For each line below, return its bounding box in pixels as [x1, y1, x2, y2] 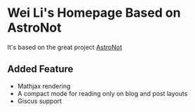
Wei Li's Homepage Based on [7, 5, 181, 21]
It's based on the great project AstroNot [7, 43, 123, 51]
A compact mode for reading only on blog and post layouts [17, 89, 188, 97]
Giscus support [17, 97, 62, 105]
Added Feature [7, 63, 74, 75]
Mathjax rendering [17, 82, 71, 90]
